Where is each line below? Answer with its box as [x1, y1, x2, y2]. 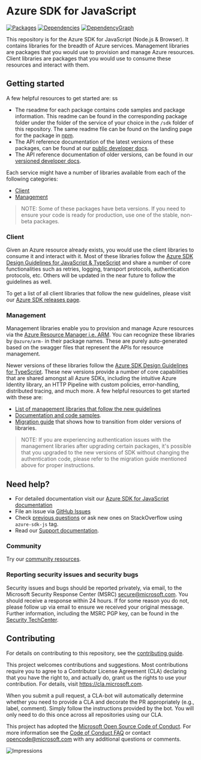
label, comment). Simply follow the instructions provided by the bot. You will [6, 704, 194, 712]
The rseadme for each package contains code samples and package [14, 106, 185, 113]
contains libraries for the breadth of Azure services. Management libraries [6, 42, 190, 49]
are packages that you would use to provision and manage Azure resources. [6, 48, 195, 55]
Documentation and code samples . [14, 412, 102, 419]
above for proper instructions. [20, 462, 95, 469]
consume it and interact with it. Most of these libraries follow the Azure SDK [6, 253, 194, 260]
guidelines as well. [6, 278, 52, 286]
